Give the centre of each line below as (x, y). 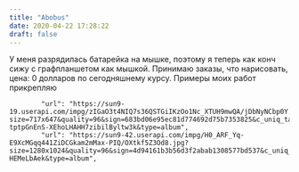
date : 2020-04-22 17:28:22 (59, 26)
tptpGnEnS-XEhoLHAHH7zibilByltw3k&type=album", (99, 127)
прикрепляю (33, 88)
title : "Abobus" (39, 17)
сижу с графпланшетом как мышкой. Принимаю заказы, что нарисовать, (149, 69)
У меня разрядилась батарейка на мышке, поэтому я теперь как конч (142, 60)
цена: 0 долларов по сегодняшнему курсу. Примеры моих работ (133, 78)
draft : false (33, 34)
